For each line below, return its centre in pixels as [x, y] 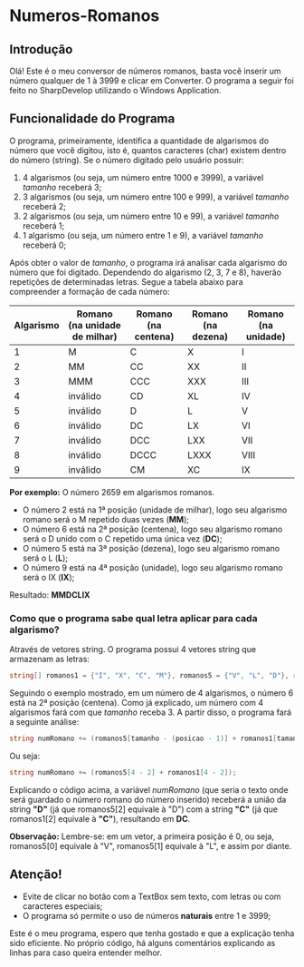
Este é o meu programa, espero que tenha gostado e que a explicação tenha [152, 933]
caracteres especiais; [62, 906]
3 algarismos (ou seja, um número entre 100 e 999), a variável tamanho [156, 197]
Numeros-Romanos [85, 16]
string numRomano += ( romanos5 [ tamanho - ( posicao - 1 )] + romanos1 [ [143, 738]
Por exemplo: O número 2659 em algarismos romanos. [112, 492]
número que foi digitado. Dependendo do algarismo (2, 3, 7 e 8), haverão [146, 272]
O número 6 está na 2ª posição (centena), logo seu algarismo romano [152, 529]
